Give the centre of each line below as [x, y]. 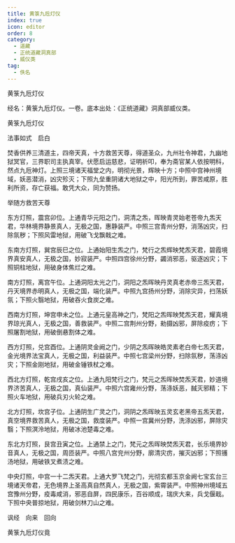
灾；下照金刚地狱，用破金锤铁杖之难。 [62, 364]
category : [22, 40]
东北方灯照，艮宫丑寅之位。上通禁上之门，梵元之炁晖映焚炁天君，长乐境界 [114, 444]
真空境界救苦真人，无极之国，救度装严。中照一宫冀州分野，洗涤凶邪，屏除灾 [117, 420]
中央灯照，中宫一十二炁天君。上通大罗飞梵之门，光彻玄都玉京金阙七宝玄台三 [117, 476]
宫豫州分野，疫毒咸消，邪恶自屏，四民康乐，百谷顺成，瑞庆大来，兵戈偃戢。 [117, 493]
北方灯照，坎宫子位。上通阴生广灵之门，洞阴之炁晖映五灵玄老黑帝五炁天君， [117, 411]
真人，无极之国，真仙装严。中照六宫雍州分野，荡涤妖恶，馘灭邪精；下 [127, 388]
